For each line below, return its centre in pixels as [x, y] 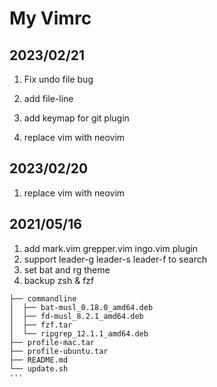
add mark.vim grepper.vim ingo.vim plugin [111, 248]
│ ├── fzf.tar [41, 325]
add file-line [48, 98]
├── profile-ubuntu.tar [59, 351]
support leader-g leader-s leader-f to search [115, 259]
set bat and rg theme [67, 269]
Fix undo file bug [58, 79]
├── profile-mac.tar [52, 342]
